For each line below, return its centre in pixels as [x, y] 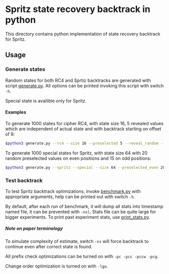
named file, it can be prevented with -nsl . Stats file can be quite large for [81, 212]
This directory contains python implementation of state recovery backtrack [83, 34]
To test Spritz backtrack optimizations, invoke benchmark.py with [73, 191]
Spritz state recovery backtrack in [78, 9]
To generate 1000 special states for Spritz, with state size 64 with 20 [76, 153]
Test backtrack [24, 180]
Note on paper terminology [34, 229]
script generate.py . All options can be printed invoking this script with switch [84, 85]
